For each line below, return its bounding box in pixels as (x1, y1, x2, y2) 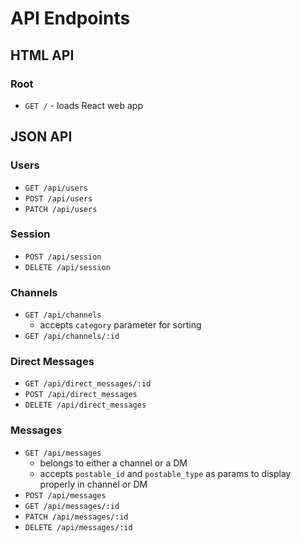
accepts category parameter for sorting (39, 319, 202, 331)
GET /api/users (24, 183, 89, 193)
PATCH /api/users (24, 204, 98, 214)
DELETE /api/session (24, 262, 111, 272)
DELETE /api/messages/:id (24, 522, 133, 532)
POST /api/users (24, 193, 93, 204)
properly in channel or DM (39, 478, 148, 490)
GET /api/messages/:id (24, 501, 120, 511)
